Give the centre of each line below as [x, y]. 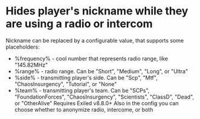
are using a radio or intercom [79, 24]
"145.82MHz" [31, 65]
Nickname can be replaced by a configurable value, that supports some [95, 40]
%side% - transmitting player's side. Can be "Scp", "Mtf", [86, 78]
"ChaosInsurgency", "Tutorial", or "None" [66, 84]
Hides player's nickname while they [97, 11]
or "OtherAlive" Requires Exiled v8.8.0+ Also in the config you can [96, 103]
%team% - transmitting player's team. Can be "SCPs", [82, 90]
